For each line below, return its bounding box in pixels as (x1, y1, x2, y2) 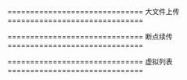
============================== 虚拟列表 (7, 57, 173, 66)
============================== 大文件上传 (7, 7, 180, 16)
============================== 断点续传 (7, 32, 173, 41)
